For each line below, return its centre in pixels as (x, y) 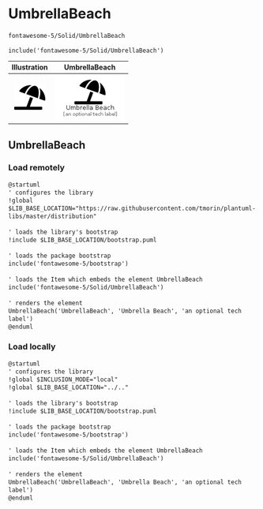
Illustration (30, 67)
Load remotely (37, 167)
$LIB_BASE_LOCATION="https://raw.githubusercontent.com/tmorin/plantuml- (132, 208)
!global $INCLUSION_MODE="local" (63, 380)
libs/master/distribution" (53, 216)
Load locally (32, 346)
